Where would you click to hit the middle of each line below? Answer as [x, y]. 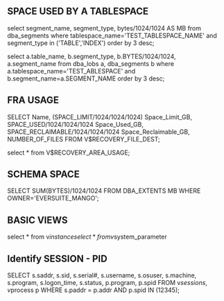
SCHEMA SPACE [43, 174]
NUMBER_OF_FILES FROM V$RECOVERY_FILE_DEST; [84, 139]
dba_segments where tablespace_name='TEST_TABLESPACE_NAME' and [112, 35]
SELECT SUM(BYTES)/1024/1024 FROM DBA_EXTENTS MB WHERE [104, 191]
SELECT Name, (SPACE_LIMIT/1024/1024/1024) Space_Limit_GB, [100, 117]
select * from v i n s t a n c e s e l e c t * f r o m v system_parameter [87, 237]
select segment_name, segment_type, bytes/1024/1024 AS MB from [104, 28]
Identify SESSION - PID [57, 258]
